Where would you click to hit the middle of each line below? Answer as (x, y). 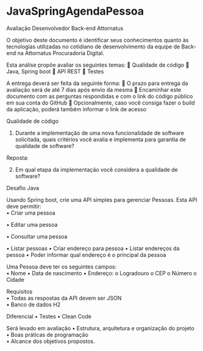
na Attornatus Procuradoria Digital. (61, 53)
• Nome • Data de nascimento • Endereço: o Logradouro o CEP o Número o (101, 273)
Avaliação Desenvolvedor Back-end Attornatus (65, 28)
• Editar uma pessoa (32, 224)
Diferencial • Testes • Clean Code (49, 316)
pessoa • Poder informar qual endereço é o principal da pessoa (86, 254)
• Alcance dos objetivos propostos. (51, 341)
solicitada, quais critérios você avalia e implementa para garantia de (101, 139)
